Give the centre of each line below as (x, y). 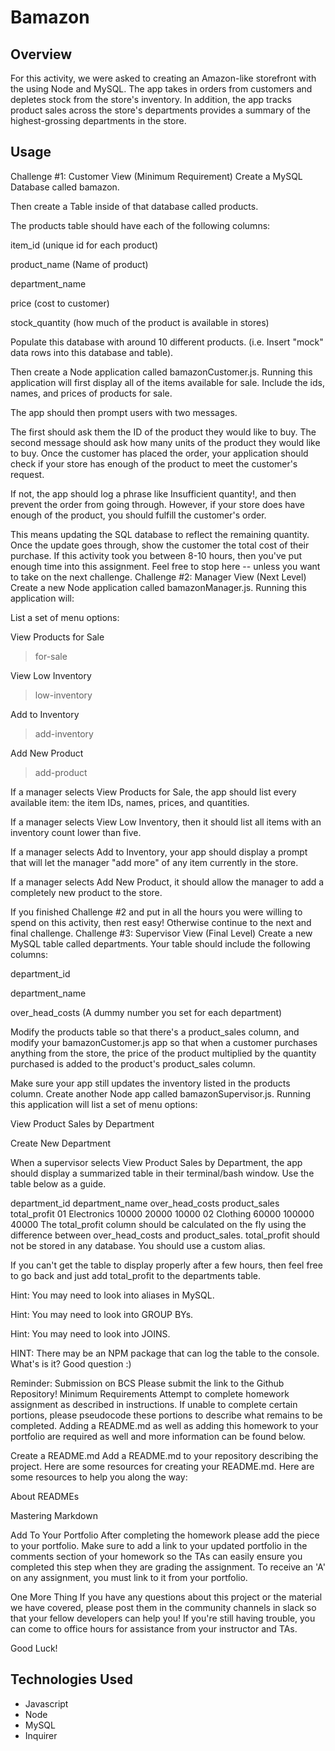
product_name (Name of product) (79, 264)
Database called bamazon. (65, 187)
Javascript (46, 1703)
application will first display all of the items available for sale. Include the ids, (167, 382)
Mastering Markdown (54, 1515)
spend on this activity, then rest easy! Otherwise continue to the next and (161, 922)
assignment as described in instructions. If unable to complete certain (154, 1404)
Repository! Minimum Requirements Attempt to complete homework (150, 1393)
